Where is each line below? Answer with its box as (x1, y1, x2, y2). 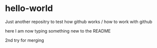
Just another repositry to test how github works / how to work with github (5, 19, 153, 24)
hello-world (5, 3, 53, 14)
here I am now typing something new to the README (5, 28, 111, 34)
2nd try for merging (5, 37, 44, 43)
